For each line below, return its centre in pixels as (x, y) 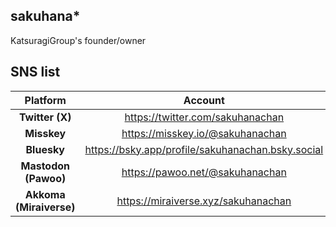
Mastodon (45, 166)
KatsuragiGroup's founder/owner (78, 40)
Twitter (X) (45, 117)
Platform (45, 100)
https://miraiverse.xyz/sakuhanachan (204, 201)
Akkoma (45, 194)
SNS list (35, 72)
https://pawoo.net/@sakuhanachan (204, 172)
